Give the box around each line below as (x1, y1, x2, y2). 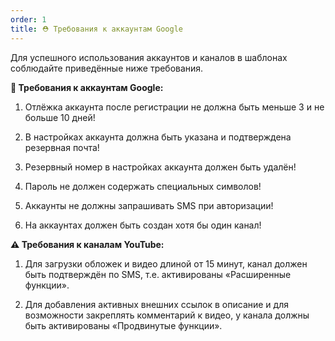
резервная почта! (24, 141, 100, 153)
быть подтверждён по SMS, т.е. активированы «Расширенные (24, 268, 292, 280)
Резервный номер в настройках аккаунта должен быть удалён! (24, 161, 297, 173)
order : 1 (10, 14, 47, 25)
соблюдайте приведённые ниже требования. (10, 62, 204, 74)
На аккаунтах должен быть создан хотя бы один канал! (24, 219, 262, 231)
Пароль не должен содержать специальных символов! (24, 180, 262, 192)
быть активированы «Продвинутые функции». (24, 319, 223, 331)
